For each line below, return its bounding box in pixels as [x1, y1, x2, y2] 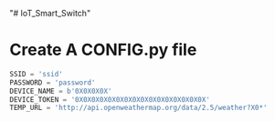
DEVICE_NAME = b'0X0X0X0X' [9, 86, 112, 96]
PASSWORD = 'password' [9, 77, 96, 87]
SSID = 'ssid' [9, 69, 64, 78]
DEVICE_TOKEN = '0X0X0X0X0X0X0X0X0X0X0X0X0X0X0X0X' [9, 95, 210, 104]
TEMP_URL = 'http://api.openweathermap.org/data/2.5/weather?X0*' [9, 104, 268, 113]
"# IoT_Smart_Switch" [9, 8, 91, 18]
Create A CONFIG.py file [9, 40, 197, 60]
